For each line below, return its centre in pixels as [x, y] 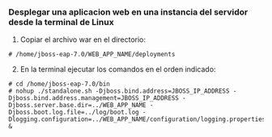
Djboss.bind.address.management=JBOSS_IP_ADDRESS [94, 98]
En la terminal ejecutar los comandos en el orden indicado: [118, 69]
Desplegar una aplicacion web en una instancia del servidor [128, 12]
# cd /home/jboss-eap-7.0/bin [59, 84]
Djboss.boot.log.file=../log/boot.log [74, 112]
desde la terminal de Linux [62, 22]
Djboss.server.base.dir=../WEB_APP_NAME [78, 106]
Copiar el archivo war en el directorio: [83, 39]
